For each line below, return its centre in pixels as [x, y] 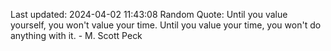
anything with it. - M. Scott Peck [76, 35]
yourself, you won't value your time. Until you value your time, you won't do [166, 25]
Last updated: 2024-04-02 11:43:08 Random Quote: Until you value [149, 14]
